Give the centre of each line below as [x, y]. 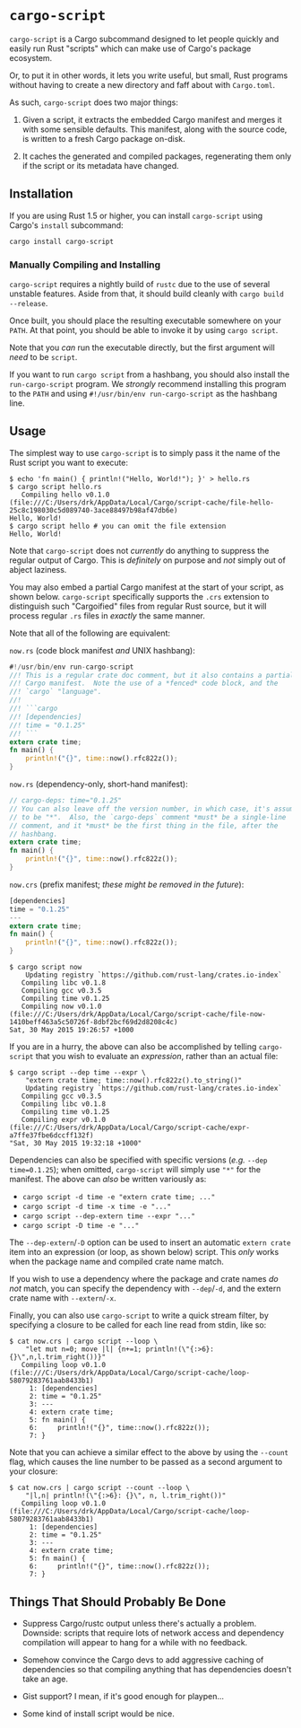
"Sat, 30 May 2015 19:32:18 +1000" [76, 1144]
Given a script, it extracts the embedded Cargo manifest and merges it [152, 119]
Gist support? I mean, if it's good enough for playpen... [123, 1696]
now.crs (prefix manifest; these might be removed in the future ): [127, 884]
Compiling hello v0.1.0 [65, 495]
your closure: [34, 1471]
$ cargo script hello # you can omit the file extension [118, 526]
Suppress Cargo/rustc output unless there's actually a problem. [139, 1623]
